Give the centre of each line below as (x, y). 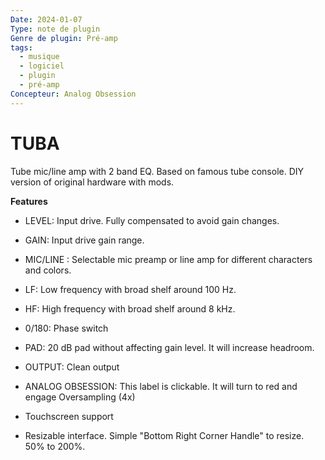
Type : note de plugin (55, 29)
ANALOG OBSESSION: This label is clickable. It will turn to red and (161, 386)
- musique (39, 57)
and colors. (48, 270)
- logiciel (42, 66)
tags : (21, 47)
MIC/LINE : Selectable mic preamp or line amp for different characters (168, 259)
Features (29, 201)
